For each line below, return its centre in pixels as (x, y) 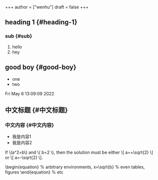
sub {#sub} (19, 36)
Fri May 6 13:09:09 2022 (30, 93)
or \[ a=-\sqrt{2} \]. (24, 158)
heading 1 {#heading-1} (41, 22)
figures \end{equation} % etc (34, 172)
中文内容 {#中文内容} (30, 125)
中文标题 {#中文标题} (36, 110)
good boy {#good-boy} (41, 67)
